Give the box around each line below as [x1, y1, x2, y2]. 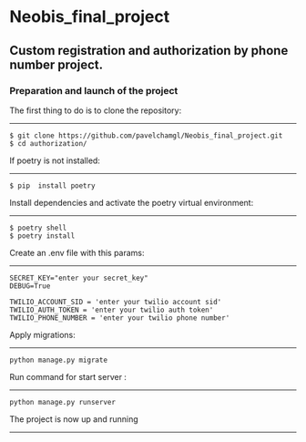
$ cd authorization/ [9, 139, 88, 148]
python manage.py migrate [9, 355, 107, 365]
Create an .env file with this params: [9, 247, 145, 258]
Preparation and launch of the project [9, 84, 178, 97]
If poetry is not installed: [9, 155, 100, 166]
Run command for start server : [9, 371, 127, 382]
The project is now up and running [9, 413, 138, 425]
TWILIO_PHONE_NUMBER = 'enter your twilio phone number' [9, 313, 230, 323]
